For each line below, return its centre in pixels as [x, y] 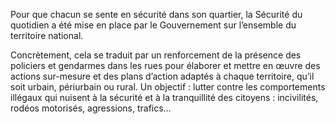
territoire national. [47, 35]
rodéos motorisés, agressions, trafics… [91, 108]
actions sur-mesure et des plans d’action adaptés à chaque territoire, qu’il [162, 76]
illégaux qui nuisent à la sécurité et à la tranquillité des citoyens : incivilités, [164, 97]
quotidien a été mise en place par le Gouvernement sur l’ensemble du [153, 25]
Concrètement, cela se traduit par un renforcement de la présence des [156, 55]
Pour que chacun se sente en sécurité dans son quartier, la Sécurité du [156, 14]
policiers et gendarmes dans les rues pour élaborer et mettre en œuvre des [165, 65]
